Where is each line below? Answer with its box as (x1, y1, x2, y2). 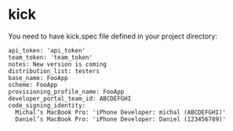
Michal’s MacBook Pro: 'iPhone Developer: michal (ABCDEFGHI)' (15, 108, 226, 116)
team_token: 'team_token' (8, 53, 93, 61)
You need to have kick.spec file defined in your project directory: (8, 31, 218, 41)
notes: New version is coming (8, 60, 107, 68)
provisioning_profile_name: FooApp (8, 88, 125, 96)
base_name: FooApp (8, 74, 68, 82)
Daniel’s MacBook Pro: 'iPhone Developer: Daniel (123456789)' (15, 115, 226, 123)
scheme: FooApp (8, 81, 58, 89)
